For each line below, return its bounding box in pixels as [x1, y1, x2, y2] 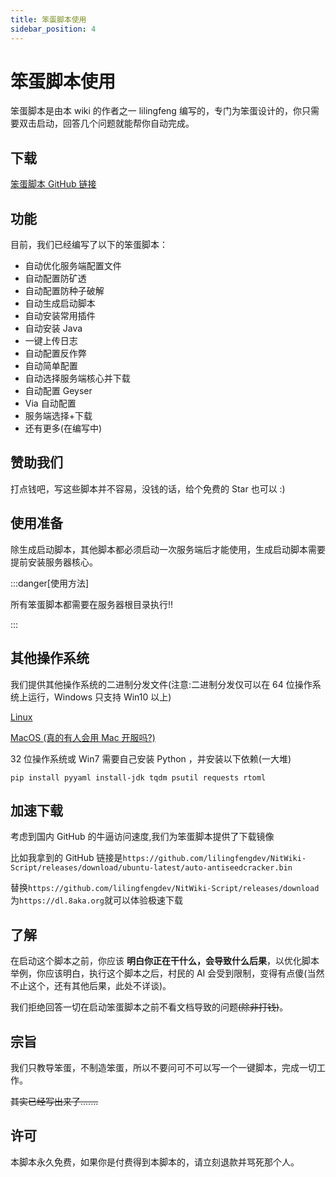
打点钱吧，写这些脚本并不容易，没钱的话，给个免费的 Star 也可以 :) [10, 482, 286, 495]
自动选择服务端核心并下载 [24, 372, 131, 385]
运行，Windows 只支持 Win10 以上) [27, 691, 172, 703]
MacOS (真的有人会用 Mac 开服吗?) [10, 731, 156, 743]
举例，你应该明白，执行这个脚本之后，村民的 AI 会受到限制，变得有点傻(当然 [10, 967, 325, 980]
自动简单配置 [24, 360, 78, 372]
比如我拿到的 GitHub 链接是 [10, 852, 123, 864]
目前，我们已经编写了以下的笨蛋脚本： [10, 239, 168, 251]
